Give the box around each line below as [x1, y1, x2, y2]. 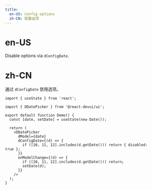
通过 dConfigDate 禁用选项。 [5, 87, 61, 92]
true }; [5, 147, 21, 152]
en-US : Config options [9, 12, 55, 16]
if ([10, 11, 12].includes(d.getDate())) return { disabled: [22, 143, 148, 147]
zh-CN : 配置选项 [9, 16, 40, 21]
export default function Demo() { [5, 113, 75, 118]
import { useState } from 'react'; [5, 96, 77, 101]
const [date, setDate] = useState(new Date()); [9, 117, 107, 122]
